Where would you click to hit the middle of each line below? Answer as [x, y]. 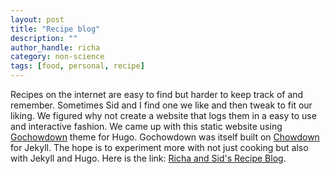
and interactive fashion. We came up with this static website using [146, 126]
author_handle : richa [55, 47]
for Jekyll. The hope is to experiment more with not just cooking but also [159, 147]
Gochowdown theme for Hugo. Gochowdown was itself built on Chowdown [165, 137]
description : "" [44, 38]
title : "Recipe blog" [55, 29]
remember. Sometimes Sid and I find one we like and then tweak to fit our [161, 105]
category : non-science [57, 57]
